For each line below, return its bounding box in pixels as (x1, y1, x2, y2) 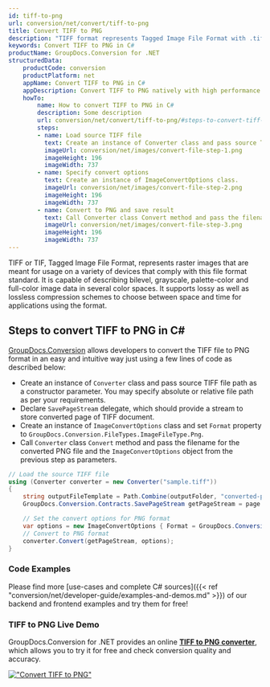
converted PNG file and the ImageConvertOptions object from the (19, 446, 233, 456)
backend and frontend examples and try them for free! (8, 599, 189, 608)
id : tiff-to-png (8, 11, 63, 20)
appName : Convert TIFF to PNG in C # (22, 79, 146, 87)
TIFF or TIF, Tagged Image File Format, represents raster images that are (8, 258, 249, 268)
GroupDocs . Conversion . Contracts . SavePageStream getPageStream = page (22, 500, 261, 509)
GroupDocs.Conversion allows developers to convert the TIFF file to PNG (8, 345, 251, 354)
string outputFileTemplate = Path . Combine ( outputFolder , (22, 493, 218, 501)
